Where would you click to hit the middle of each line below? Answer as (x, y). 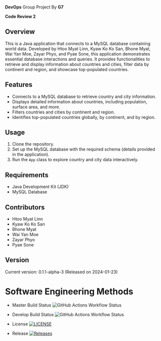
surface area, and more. (36, 107)
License (20, 324)
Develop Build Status (33, 314)
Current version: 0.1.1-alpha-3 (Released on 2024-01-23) (61, 272)
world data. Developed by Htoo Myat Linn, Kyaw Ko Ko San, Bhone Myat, (78, 49)
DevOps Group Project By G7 (34, 7)
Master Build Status (32, 305)
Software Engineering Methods (69, 292)
